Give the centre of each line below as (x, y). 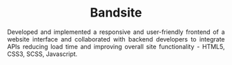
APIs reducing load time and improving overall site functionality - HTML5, (116, 46)
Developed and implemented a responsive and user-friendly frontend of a (116, 32)
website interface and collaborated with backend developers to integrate (116, 39)
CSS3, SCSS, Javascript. (42, 54)
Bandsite (116, 13)
